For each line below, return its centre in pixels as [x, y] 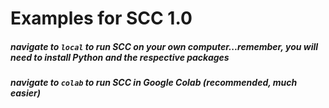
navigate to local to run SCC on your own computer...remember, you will [164, 46]
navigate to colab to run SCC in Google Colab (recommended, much [154, 83]
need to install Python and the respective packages [120, 57]
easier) [25, 93]
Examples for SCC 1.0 [101, 18]
